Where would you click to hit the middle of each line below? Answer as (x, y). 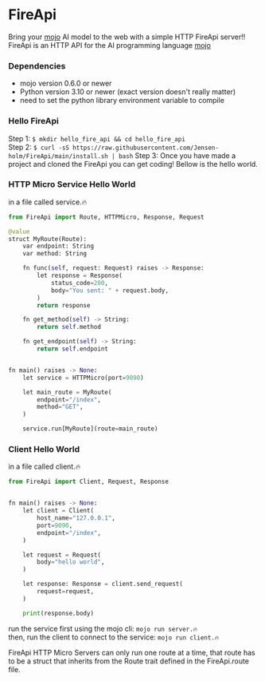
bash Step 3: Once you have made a (177, 155)
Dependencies (37, 65)
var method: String (55, 254)
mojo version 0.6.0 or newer (66, 83)
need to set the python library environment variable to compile (122, 101)
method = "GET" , (60, 407)
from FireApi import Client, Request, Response (89, 482)
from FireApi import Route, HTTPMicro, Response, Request (106, 217)
